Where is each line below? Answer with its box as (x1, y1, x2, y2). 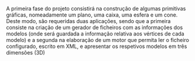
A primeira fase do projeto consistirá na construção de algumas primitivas (6, 5, 186, 12)
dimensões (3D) (6, 49, 45, 56)
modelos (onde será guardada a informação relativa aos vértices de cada (6, 30, 184, 37)
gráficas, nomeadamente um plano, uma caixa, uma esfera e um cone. (6, 11, 178, 18)
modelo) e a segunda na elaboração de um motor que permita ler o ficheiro (6, 37, 189, 43)
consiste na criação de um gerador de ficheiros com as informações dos (6, 24, 183, 31)
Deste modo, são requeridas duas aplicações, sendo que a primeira (6, 18, 171, 24)
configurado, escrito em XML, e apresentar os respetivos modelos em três (6, 43, 187, 50)
